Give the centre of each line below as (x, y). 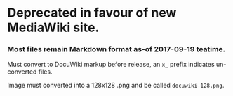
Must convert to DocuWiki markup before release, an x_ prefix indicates (111, 65)
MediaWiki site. (53, 27)
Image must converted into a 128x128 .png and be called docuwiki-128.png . (116, 86)
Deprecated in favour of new (92, 13)
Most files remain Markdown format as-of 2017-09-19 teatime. (116, 49)
